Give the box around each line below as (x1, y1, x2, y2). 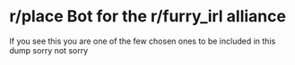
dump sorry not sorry (9, 45, 89, 55)
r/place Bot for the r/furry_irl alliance (9, 6, 287, 27)
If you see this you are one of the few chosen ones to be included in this (9, 36, 276, 46)
